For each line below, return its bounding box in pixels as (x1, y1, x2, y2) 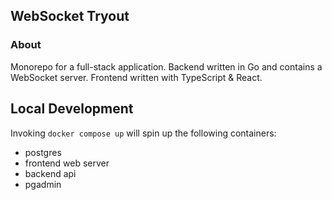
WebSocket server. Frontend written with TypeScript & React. (10, 71, 263, 83)
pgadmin (24, 178, 62, 190)
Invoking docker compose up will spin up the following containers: (10, 127, 277, 139)
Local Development (10, 100, 134, 118)
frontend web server (24, 157, 110, 169)
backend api (24, 167, 77, 179)
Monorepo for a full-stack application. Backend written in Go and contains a (10, 60, 323, 73)
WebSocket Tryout (10, 8, 130, 25)
